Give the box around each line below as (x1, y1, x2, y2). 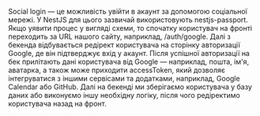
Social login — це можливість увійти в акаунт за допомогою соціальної (8, 7, 247, 16)
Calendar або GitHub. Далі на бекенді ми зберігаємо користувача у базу (8, 82, 253, 92)
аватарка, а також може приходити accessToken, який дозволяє (8, 65, 225, 74)
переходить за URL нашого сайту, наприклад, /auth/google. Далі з (8, 32, 231, 41)
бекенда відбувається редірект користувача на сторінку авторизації (8, 40, 241, 50)
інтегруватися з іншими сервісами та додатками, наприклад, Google (8, 74, 240, 83)
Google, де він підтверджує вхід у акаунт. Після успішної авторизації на (8, 49, 251, 58)
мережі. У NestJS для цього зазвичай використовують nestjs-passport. (8, 15, 249, 24)
